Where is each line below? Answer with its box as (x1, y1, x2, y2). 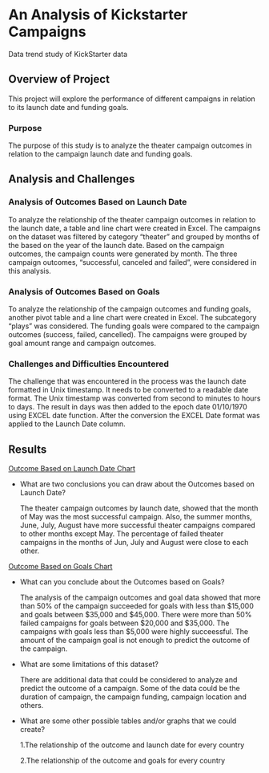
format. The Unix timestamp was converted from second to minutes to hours (8, 393, 261, 403)
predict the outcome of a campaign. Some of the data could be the (19, 684, 240, 694)
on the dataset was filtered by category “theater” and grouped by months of (8, 231, 260, 242)
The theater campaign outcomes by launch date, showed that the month (19, 503, 259, 513)
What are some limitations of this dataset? (19, 660, 159, 669)
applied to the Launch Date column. (8, 419, 126, 429)
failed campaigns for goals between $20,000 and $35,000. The (19, 618, 230, 628)
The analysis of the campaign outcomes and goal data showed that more (19, 592, 262, 603)
